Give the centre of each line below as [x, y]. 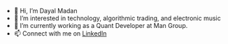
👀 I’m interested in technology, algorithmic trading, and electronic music [117, 18]
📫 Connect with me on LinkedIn [60, 34]
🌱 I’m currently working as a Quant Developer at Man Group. [101, 25]
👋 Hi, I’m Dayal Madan [45, 11]
